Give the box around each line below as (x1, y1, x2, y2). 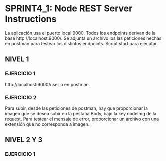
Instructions (5, 13, 57, 25)
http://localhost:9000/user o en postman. (5, 81, 90, 87)
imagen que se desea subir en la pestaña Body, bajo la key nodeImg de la (5, 110, 157, 116)
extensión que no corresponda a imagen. (5, 121, 90, 127)
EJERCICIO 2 (5, 94, 37, 101)
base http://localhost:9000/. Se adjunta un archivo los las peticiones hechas (5, 35, 162, 41)
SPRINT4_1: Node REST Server (5, 3, 133, 14)
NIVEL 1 (5, 55, 29, 64)
